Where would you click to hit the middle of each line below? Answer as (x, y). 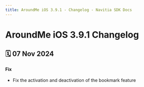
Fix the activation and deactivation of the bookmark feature (74, 80)
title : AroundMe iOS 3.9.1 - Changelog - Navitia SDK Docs (69, 10)
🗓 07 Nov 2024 (30, 54)
